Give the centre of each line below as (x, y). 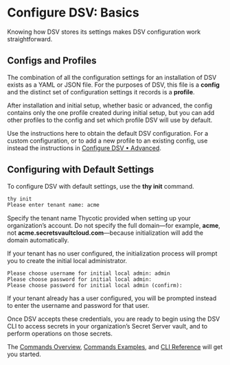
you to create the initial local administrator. (67, 261)
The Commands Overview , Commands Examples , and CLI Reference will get (115, 347)
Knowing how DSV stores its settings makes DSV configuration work (104, 32)
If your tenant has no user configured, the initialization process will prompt (112, 253)
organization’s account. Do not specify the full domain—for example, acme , (114, 226)
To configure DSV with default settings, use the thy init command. (101, 186)
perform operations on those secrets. (60, 334)
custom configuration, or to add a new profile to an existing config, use (107, 140)
